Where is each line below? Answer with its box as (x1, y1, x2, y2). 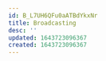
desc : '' (8, 26, 37, 34)
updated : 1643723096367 (8, 33, 88, 42)
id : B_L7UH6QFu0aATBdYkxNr (8, 11, 98, 20)
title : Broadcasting (8, 19, 77, 27)
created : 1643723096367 (8, 41, 88, 49)
